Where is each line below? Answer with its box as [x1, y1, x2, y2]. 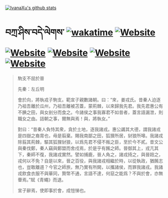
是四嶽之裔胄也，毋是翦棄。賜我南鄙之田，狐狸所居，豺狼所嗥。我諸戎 [17, 133, 163, 139]
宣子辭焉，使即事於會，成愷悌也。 [17, 187, 89, 193]
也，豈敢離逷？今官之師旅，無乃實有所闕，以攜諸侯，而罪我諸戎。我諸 [17, 164, 163, 170]
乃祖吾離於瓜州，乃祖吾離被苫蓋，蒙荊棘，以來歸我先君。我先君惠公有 [17, 103, 163, 109]
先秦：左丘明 [17, 86, 44, 92]
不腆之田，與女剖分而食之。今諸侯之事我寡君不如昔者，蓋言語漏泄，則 [17, 109, 163, 115]
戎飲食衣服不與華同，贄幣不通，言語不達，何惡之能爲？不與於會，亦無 [17, 170, 163, 176]
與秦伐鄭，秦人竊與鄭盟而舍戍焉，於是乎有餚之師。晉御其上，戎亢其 [17, 145, 159, 151]
